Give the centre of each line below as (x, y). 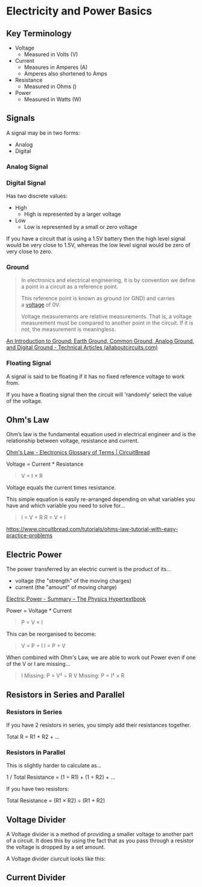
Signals (21, 118)
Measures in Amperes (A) (56, 67)
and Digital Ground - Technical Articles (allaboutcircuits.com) (82, 347)
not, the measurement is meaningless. (68, 329)
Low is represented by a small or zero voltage (80, 227)
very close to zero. (30, 251)
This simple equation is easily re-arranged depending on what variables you (101, 499)
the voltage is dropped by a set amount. (56, 847)
